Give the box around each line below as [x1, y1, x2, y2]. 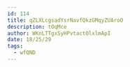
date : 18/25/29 [7, 36, 52, 43]
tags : [7, 43, 23, 50]
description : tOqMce [7, 23, 68, 30]
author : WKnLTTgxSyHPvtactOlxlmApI [7, 29, 111, 37]
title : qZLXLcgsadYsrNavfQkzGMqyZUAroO [7, 17, 124, 24]
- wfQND [13, 50, 36, 57]
